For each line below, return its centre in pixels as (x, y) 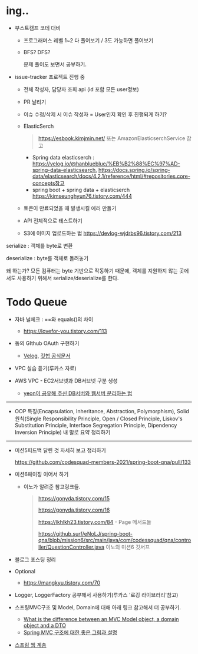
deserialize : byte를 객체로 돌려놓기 (47, 258)
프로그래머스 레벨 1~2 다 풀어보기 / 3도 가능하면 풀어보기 (88, 40)
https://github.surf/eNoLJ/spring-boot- (85, 533)
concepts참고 (48, 183)
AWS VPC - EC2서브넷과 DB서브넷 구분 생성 (66, 380)
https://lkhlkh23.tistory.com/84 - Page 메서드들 (95, 522)
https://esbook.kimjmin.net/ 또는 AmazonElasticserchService (112, 138)
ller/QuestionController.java (71, 547)
